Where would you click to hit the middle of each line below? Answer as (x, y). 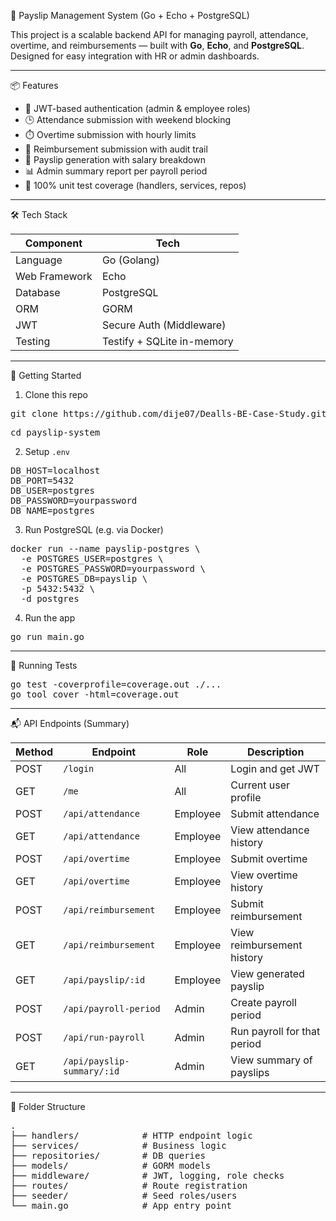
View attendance (270, 830)
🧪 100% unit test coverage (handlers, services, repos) (135, 185)
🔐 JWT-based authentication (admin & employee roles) (137, 108)
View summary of (271, 1060)
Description (275, 752)
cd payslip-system (55, 432)
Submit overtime (269, 858)
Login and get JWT (275, 768)
